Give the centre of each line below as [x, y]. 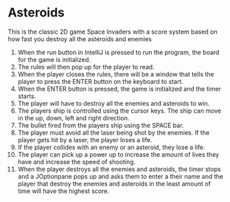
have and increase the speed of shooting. [77, 161]
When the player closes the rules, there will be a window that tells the [116, 74]
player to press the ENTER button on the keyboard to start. [101, 81]
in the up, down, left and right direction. [73, 117]
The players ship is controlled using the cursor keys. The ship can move [119, 111]
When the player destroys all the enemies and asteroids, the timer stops [119, 169]
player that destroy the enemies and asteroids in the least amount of [114, 183]
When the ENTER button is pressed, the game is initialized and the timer [119, 89]
